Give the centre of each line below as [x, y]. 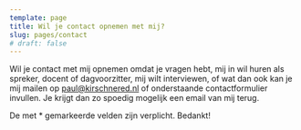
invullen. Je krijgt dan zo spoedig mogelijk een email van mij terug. [135, 98]
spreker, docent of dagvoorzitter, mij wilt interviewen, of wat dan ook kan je [151, 79]
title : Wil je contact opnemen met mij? [88, 26]
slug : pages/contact [49, 35]
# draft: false [38, 43]
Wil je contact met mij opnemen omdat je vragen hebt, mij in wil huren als [147, 69]
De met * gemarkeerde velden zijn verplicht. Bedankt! [110, 115]
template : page [38, 18]
